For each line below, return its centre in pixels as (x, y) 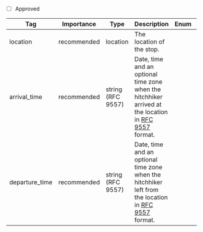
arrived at (148, 105)
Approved (27, 9)
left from (147, 190)
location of (150, 42)
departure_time (31, 182)
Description (152, 24)
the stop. (147, 50)
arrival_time (26, 97)
